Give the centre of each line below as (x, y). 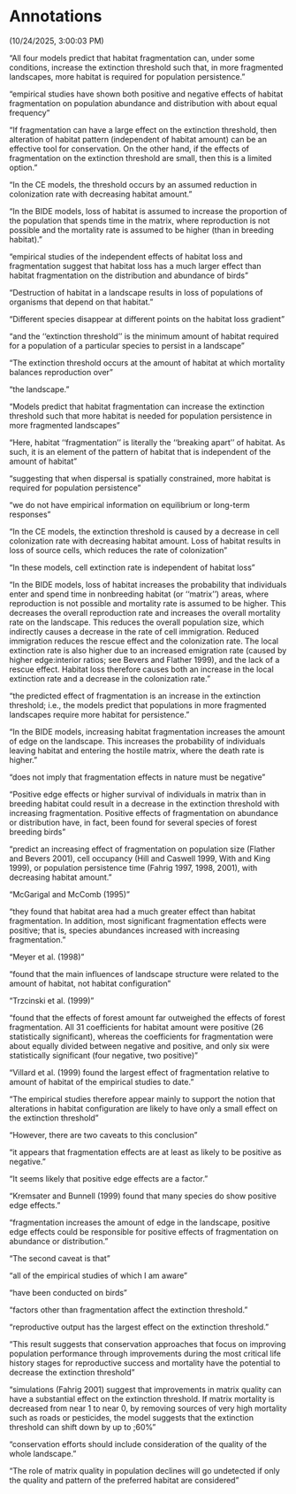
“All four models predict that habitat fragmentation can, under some (132, 58)
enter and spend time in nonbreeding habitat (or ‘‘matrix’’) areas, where (139, 594)
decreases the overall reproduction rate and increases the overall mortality (145, 612)
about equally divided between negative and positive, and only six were (140, 1045)
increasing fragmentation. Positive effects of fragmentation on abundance (144, 812)
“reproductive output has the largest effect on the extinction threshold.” (139, 1327)
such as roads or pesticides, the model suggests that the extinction (132, 1417)
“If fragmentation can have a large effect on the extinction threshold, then (143, 129)
